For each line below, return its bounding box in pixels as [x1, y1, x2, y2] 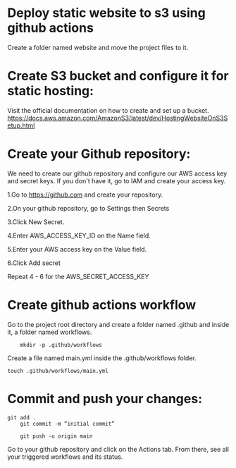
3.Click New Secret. [7, 217, 65, 226]
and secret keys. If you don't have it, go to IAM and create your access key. [7, 176, 226, 185]
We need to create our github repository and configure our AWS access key [7, 169, 228, 178]
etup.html [7, 121, 35, 130]
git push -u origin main [20, 432, 93, 440]
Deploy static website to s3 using [7, 5, 206, 21]
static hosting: [7, 83, 94, 99]
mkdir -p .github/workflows [20, 341, 102, 348]
